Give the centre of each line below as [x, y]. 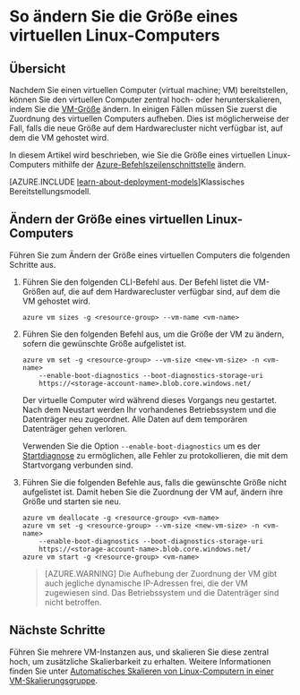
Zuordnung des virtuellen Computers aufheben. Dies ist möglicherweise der [149, 119]
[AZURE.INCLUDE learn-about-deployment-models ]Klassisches [127, 182]
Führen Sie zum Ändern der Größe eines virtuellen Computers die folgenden [150, 255]
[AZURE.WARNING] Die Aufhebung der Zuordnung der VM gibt [161, 573]
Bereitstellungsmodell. [50, 191]
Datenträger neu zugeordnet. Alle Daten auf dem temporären [135, 419]
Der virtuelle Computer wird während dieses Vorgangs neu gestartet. [150, 399]
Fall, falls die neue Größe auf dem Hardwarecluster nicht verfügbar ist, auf [146, 128]
